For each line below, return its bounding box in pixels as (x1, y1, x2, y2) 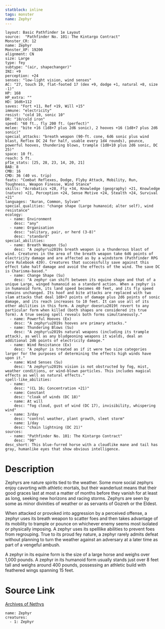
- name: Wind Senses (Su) (9, 360, 63, 365)
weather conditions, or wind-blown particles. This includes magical (5, 369, 152, 374)
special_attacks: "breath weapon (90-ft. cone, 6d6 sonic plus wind (5, 134, 149, 139)
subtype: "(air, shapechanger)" (5, 65, 72, 70)
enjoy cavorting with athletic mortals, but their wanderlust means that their (5, 485, 157, 491)
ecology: (5, 212, 23, 217)
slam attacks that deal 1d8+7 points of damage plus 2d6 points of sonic (5, 295, 161, 300)
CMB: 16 (5, 169, 21, 174)
